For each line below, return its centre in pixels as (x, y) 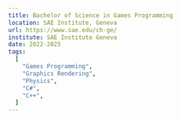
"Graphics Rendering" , (59, 74)
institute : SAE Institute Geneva (63, 37)
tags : (17, 52)
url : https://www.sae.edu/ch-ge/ (63, 30)
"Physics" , (40, 81)
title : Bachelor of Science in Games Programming (91, 15)
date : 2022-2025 (34, 45)
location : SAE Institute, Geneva (63, 23)
